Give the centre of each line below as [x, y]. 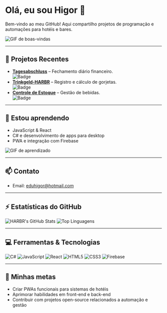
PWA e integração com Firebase [45, 141]
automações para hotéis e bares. [39, 29]
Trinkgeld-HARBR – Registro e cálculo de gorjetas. [64, 82]
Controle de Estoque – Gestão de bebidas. [56, 92]
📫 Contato [22, 171]
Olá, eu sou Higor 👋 [45, 10]
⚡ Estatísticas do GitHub [43, 207]
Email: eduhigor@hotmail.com [43, 186]
